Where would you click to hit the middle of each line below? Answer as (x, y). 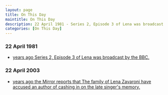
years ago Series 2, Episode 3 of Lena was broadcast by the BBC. (81, 57)
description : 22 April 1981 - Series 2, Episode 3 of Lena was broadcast (85, 24)
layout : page (19, 10)
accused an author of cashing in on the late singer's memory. (76, 87)
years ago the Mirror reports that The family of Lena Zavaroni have (82, 81)
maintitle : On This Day (30, 19)
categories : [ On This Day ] (34, 29)
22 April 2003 (23, 70)
